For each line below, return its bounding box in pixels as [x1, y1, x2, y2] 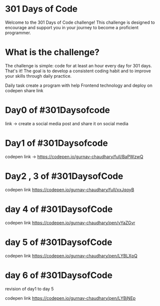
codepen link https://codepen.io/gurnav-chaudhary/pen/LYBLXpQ [5, 253, 138, 258]
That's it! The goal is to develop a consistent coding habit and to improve [5, 68, 151, 74]
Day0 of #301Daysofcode [5, 105, 110, 116]
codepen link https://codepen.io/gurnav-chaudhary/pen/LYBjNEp [5, 295, 136, 301]
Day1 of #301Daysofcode [5, 138, 108, 148]
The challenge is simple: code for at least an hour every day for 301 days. [5, 63, 152, 68]
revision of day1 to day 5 [5, 286, 54, 291]
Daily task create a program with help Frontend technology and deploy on [5, 82, 153, 88]
